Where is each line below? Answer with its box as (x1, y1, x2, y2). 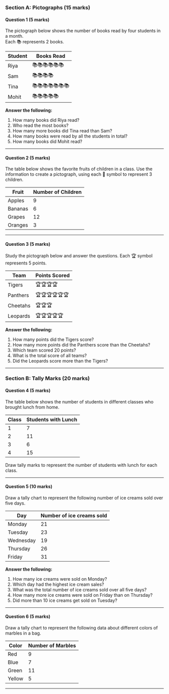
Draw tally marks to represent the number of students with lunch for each (5, 462, 157, 468)
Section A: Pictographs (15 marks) (5, 4, 91, 11)
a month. (5, 33, 24, 39)
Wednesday (8, 537, 36, 544)
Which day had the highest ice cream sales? (12, 581, 104, 587)
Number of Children (33, 188, 82, 195)
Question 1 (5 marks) (5, 17, 50, 23)
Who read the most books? (12, 122, 69, 128)
